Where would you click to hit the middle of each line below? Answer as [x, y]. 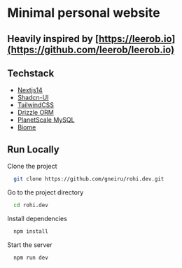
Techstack [31, 73]
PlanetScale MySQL [46, 120]
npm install [31, 231]
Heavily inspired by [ [53, 39]
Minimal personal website [84, 13]
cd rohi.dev [31, 205]
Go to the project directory [45, 192]
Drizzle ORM [36, 113]
